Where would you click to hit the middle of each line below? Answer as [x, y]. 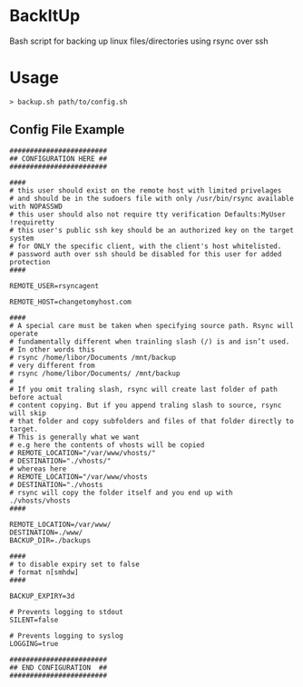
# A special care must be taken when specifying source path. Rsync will [152, 325]
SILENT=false [34, 620]
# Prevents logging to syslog [67, 636]
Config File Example [67, 129]
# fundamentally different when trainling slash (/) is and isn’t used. [150, 342]
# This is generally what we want [75, 437]
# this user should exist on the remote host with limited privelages [146, 190]
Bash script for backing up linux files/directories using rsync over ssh [139, 41]
